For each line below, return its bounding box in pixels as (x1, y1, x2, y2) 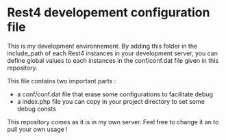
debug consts (16, 104, 56, 113)
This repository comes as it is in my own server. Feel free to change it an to (7, 117, 219, 126)
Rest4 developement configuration (7, 5, 210, 20)
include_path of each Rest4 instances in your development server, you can (7, 49, 218, 57)
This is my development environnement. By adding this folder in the (7, 42, 198, 50)
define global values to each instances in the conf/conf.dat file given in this (7, 56, 219, 64)
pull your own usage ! (7, 125, 68, 133)
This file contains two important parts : (7, 76, 116, 85)
